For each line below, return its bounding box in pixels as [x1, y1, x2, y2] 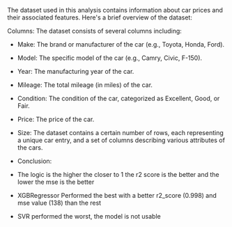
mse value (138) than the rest [17, 198, 102, 207]
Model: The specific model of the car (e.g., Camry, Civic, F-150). [17, 54, 203, 62]
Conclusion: [17, 157, 52, 165]
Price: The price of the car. [17, 115, 95, 123]
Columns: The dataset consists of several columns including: [7, 27, 183, 35]
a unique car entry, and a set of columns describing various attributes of [17, 136, 225, 144]
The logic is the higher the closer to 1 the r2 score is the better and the [17, 171, 219, 178]
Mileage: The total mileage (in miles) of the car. [17, 81, 153, 89]
